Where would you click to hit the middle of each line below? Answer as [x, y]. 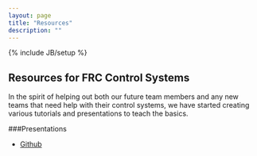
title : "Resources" [41, 23]
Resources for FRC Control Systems [99, 77]
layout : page [30, 15]
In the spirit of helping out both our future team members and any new [123, 97]
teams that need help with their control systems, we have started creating [129, 105]
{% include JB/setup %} [48, 53]
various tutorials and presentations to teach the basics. [98, 114]
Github [31, 144]
